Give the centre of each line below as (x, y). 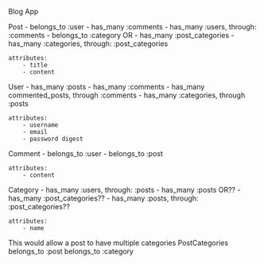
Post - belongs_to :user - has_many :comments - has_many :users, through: (132, 27)
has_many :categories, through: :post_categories (88, 44)
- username (41, 125)
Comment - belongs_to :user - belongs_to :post (85, 153)
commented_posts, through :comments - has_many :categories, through (127, 95)
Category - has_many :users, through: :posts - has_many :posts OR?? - (124, 190)
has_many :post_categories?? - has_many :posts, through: (103, 198)
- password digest (53, 139)
